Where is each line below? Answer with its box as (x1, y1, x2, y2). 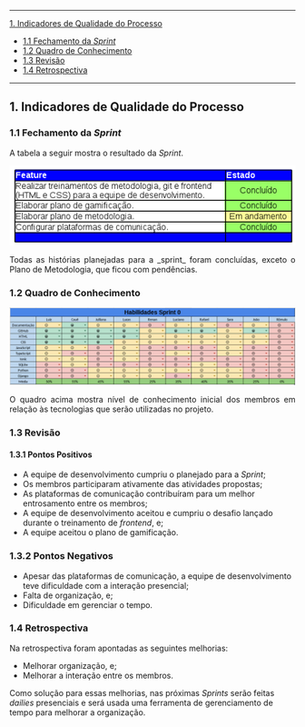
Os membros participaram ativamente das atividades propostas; (22, 479, 263, 490)
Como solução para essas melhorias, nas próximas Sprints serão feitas (9, 687, 275, 698)
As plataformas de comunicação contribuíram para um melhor (22, 488, 256, 500)
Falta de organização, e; (22, 590, 113, 601)
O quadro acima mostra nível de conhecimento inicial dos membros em (9, 394, 296, 405)
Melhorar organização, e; (22, 660, 117, 671)
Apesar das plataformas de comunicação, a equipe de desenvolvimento (22, 570, 292, 582)
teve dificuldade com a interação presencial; (22, 580, 189, 591)
